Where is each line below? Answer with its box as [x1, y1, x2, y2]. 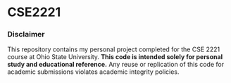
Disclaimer [7, 30, 45, 39]
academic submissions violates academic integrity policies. [7, 68, 180, 76]
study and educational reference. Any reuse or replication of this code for [7, 60, 224, 69]
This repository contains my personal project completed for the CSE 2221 [7, 45, 220, 53]
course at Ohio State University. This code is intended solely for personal [7, 53, 223, 61]
